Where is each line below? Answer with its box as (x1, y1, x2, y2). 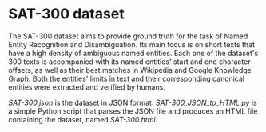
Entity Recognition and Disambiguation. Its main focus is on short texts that (8, 39, 256, 49)
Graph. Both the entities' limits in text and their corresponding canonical (8, 74, 245, 83)
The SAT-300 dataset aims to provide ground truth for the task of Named (8, 31, 248, 41)
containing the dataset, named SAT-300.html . (8, 114, 158, 124)
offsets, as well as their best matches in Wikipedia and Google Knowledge (8, 65, 252, 74)
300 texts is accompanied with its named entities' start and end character (8, 57, 251, 66)
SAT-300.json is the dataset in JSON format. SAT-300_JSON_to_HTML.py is (8, 98, 257, 107)
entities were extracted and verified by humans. (8, 82, 165, 92)
